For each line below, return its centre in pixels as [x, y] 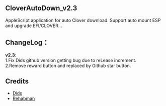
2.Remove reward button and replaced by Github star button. [68, 65]
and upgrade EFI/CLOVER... [34, 25]
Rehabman [24, 98]
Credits [17, 81]
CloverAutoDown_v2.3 [41, 8]
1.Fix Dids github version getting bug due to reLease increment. [71, 60]
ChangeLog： [27, 43]
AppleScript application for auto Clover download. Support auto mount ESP [83, 20]
